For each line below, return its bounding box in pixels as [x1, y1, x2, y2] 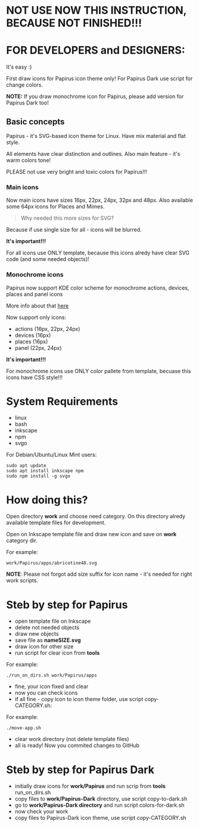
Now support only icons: [6, 313, 67, 321]
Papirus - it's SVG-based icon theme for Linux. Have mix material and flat [6, 132, 186, 139]
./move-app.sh [6, 725, 42, 731]
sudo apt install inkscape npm [6, 468, 84, 474]
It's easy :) [6, 63, 32, 70]
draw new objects [14, 631, 59, 638]
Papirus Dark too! [6, 99, 49, 106]
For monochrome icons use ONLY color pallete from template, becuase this [6, 367, 191, 374]
